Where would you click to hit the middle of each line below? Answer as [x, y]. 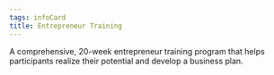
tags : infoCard [38, 17]
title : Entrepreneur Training [66, 26]
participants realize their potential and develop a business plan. [127, 61]
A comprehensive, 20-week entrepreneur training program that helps [137, 51]
